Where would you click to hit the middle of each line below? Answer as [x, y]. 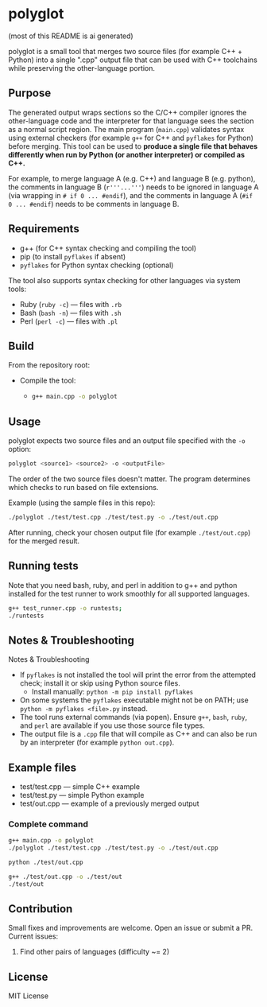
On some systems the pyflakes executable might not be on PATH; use [134, 700]
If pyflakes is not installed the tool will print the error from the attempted [138, 675]
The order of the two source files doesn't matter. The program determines [130, 479]
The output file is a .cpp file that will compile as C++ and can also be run [138, 734]
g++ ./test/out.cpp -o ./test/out [66, 877]
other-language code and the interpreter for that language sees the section [131, 121]
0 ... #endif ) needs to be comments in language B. [94, 204]
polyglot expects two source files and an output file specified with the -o [127, 441]
